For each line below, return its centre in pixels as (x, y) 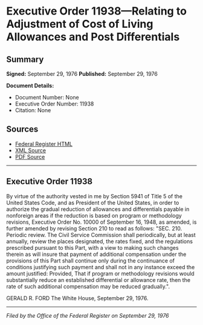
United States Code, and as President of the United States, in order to (93, 203)
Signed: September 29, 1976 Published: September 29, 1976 (82, 74)
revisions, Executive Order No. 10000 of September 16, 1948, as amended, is (101, 222)
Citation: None (33, 110)
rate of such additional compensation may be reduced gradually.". (88, 286)
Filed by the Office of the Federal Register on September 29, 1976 (88, 315)
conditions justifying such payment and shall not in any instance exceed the (101, 267)
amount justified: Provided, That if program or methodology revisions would (100, 273)
